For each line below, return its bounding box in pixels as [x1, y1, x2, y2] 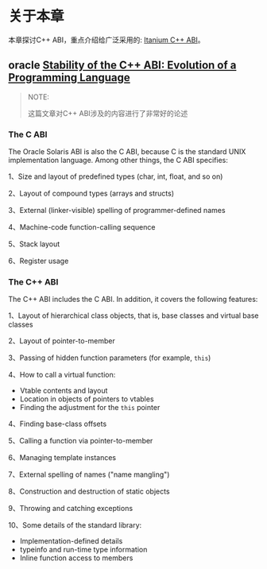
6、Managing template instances [8, 453, 117, 463]
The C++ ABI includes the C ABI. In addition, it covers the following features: [8, 295, 258, 304]
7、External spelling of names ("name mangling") [8, 470, 170, 479]
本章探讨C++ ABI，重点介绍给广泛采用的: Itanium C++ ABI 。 [8, 35, 205, 45]
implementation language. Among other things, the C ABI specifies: [8, 156, 229, 165]
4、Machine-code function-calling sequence [8, 223, 156, 232]
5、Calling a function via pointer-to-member [8, 436, 153, 446]
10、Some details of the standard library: [8, 521, 142, 530]
